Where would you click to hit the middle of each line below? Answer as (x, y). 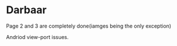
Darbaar (26, 10)
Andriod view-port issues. (38, 37)
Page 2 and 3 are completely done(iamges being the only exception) (89, 26)
